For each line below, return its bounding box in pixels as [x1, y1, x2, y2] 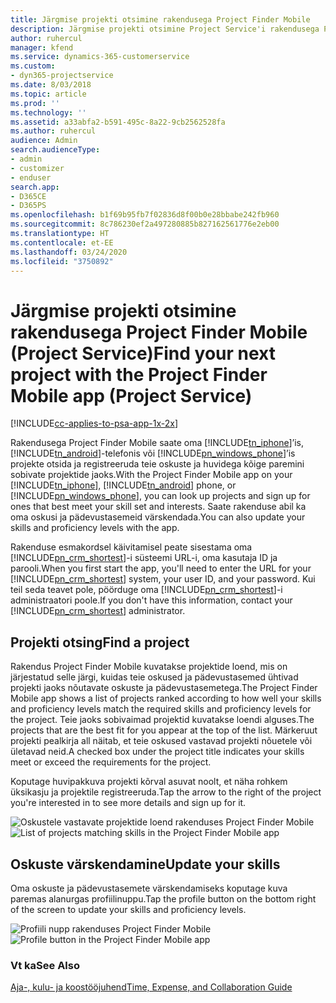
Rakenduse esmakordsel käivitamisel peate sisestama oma [10, 541, 253, 553]
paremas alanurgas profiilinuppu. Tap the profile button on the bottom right [10, 892, 317, 905]
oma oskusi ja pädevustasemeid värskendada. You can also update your [10, 511, 306, 523]
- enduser [10, 172, 52, 183]
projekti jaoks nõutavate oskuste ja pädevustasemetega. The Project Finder [10, 682, 318, 694]
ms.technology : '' [10, 107, 87, 118]
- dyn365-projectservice [10, 71, 114, 81]
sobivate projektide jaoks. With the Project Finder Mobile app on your [10, 469, 293, 481]
